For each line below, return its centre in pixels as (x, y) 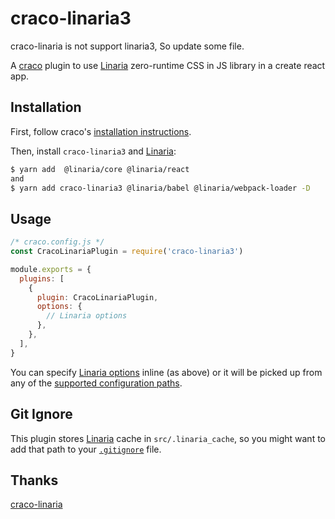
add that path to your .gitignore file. (86, 449)
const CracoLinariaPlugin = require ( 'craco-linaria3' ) (127, 252)
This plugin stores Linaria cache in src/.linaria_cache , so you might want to (168, 438)
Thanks (34, 480)
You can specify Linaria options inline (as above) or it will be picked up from (166, 372)
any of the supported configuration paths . (96, 383)
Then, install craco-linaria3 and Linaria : (93, 151)
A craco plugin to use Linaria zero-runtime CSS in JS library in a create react (168, 65)
